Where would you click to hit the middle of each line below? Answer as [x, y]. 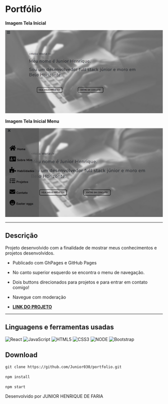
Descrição [21, 236]
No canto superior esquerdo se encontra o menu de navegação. [78, 272]
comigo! [21, 287]
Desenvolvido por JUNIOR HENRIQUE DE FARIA [54, 396]
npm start [15, 387]
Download [21, 355]
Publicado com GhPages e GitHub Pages [54, 262]
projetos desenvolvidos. [30, 253]
